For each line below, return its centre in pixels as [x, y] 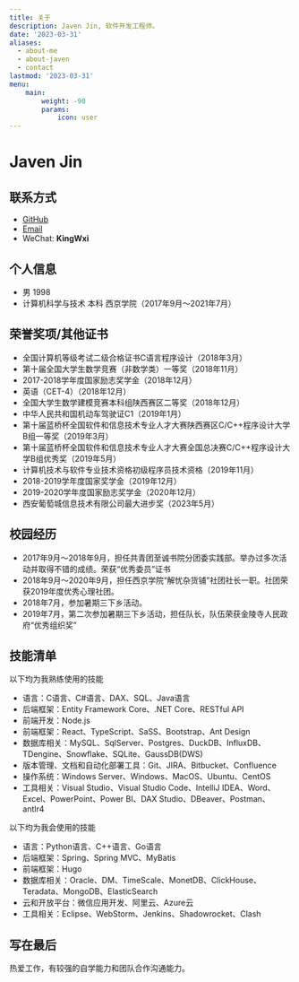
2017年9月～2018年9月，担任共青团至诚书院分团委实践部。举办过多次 [150, 558]
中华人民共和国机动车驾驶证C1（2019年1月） [104, 413]
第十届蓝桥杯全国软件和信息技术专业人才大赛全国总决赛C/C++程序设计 [152, 447]
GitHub [35, 220]
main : [36, 92]
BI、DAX [141, 799]
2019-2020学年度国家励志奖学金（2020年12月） [111, 492]
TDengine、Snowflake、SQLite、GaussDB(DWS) [112, 754]
